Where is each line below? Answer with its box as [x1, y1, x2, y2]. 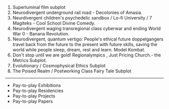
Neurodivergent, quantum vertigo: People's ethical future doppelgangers [12, 36, 163, 42]
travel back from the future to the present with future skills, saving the [12, 41, 157, 47]
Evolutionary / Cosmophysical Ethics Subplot [12, 62, 106, 68]
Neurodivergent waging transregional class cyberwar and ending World [12, 25, 161, 31]
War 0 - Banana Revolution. [12, 31, 69, 36]
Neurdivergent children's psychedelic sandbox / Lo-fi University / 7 [12, 15, 152, 20]
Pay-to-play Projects [12, 93, 55, 99]
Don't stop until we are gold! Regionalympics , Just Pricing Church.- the [12, 52, 161, 58]
